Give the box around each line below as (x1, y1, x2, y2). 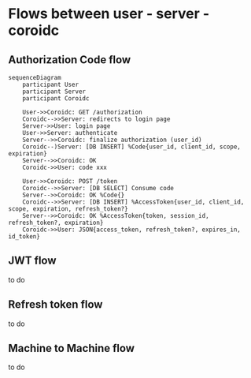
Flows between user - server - (8, 5, 210, 23)
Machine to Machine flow (8, 342, 135, 355)
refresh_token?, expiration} (8, 219, 104, 226)
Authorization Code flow (8, 53, 131, 66)
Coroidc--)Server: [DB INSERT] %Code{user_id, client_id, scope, (22, 143, 242, 151)
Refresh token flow (8, 298, 103, 312)
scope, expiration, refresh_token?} (8, 205, 128, 213)
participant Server (22, 88, 87, 95)
